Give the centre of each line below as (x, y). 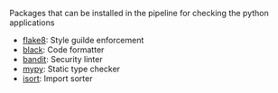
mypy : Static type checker (71, 69)
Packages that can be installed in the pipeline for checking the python (139, 13)
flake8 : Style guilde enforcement (83, 40)
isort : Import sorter (57, 79)
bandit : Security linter (62, 59)
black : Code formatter (63, 50)
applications (32, 23)
